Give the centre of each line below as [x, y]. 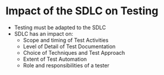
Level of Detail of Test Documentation [69, 46]
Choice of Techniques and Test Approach [74, 52]
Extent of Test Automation [55, 59]
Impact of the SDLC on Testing [82, 11]
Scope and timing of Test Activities [66, 40]
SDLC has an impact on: [44, 33]
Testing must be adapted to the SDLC [60, 27]
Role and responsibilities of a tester [66, 65]
